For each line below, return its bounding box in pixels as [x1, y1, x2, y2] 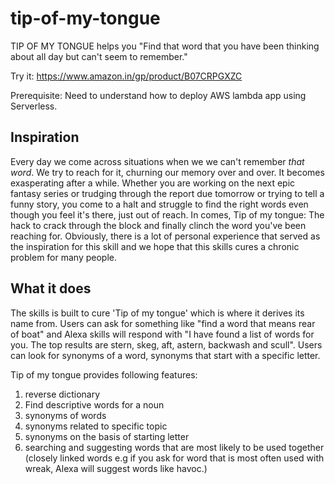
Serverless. [10, 100, 58, 112]
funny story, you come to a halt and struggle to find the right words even [10, 198, 309, 210]
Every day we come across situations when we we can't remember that [10, 155, 305, 167]
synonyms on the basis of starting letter [24, 430, 190, 442]
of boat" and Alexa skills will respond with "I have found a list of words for [10, 328, 315, 340]
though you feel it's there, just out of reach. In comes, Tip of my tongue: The [10, 208, 325, 221]
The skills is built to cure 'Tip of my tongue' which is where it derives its [10, 307, 305, 319]
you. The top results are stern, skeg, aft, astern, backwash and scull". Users [10, 338, 323, 351]
